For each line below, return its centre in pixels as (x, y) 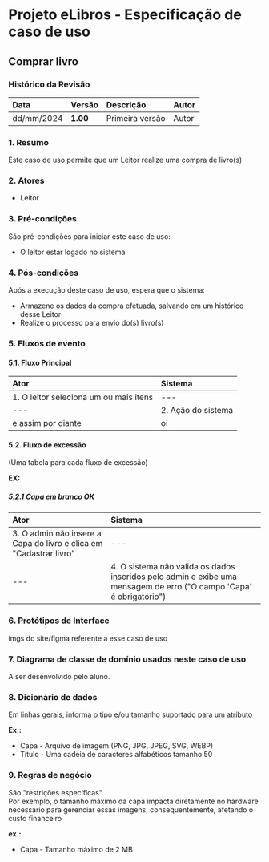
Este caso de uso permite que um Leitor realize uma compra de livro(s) (125, 160)
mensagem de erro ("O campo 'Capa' (181, 587)
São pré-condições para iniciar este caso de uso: (89, 236)
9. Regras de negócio (50, 775)
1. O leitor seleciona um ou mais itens (83, 397)
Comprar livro (43, 61)
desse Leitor (40, 314)
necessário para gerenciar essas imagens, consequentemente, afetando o (131, 809)
